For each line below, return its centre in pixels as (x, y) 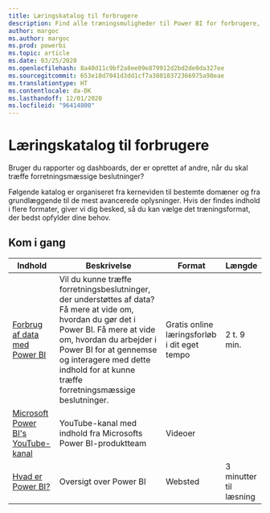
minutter (241, 476)
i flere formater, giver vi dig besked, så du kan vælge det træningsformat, (129, 209)
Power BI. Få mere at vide (107, 329)
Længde (241, 265)
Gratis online (190, 325)
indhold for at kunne (97, 370)
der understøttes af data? (107, 299)
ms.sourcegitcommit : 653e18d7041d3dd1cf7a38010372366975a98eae (117, 76)
